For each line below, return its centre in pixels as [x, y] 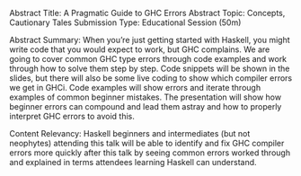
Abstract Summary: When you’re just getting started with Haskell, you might [150, 40]
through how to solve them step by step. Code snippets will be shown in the [150, 68]
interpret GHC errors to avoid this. [72, 116]
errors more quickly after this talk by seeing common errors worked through [150, 153]
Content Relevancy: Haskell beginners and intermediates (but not [130, 133]
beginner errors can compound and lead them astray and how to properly [146, 106]
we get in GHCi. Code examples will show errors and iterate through [135, 88]
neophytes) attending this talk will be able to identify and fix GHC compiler [147, 143]
